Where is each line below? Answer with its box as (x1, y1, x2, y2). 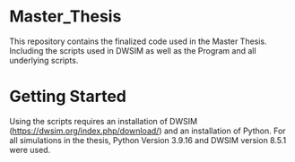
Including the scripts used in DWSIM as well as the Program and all (9, 45, 257, 55)
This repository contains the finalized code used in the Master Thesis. (9, 36, 267, 47)
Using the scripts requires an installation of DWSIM (9, 115, 198, 126)
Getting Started (9, 87, 127, 107)
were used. (9, 144, 51, 155)
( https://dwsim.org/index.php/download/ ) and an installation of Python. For (9, 125, 286, 136)
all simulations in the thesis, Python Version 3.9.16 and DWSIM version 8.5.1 (9, 134, 287, 145)
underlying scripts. (9, 55, 79, 65)
